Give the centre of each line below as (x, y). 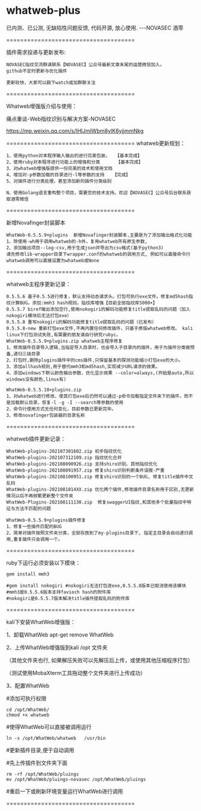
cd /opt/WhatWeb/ (28, 710)
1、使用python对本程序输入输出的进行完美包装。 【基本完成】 (74, 156)
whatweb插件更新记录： (36, 439)
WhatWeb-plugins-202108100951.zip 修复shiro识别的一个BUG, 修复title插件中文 (100, 477)
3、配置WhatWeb (28, 685)
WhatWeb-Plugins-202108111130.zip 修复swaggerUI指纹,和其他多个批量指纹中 (97, 502)
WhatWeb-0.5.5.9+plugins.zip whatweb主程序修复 (64, 341)
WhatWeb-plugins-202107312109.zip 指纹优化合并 (64, 457)
